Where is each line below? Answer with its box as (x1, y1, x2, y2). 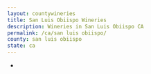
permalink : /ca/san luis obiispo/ (7, 29, 107, 37)
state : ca (7, 42, 36, 49)
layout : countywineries (7, 10, 76, 17)
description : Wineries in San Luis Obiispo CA (7, 23, 144, 30)
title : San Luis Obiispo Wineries (7, 17, 107, 24)
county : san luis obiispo (7, 36, 82, 43)
